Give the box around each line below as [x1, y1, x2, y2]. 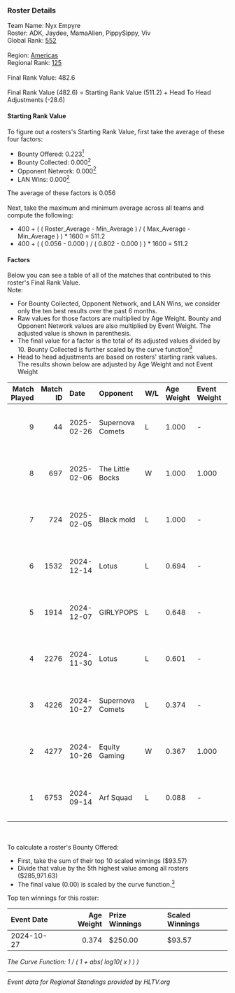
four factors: [7, 135, 43, 143]
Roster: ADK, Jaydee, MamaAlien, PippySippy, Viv [7, 29, 151, 37]
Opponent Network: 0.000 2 [17, 165, 97, 175]
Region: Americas [7, 51, 58, 59]
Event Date [10, 915, 48, 924]
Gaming [99, 750, 124, 760]
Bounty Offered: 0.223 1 [17, 148, 85, 158]
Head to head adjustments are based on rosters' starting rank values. [17, 352, 218, 361]
